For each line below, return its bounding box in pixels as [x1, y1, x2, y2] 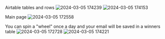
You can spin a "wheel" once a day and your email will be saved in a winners [5, 23, 161, 29]
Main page [5, 14, 27, 19]
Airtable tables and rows [5, 5, 55, 10]
